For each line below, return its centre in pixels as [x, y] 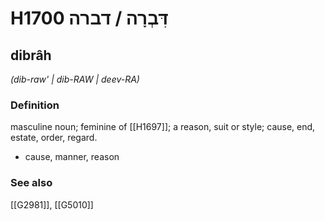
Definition [35, 105]
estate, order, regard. [54, 138]
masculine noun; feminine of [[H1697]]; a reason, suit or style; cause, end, [163, 127]
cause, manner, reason [72, 157]
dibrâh [31, 55]
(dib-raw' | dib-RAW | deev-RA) [75, 79]
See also [31, 183]
